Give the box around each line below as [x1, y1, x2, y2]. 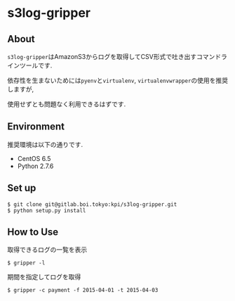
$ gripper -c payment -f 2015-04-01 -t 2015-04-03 [7, 287, 159, 294]
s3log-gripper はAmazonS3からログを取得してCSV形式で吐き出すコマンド [7, 53, 222, 60]
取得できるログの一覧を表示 [7, 245, 88, 254]
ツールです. [19, 61, 53, 70]
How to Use [7, 226, 59, 238]
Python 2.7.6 [17, 162, 54, 170]
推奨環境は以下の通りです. [7, 140, 83, 148]
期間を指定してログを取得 [7, 273, 81, 281]
